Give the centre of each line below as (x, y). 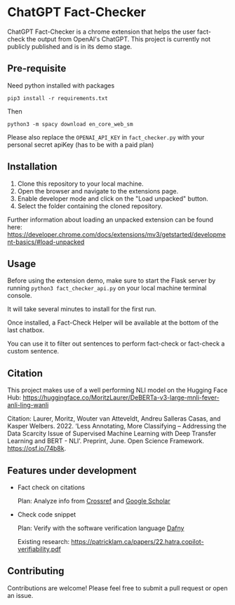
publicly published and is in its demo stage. (70, 46)
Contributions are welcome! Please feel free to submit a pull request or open (117, 588)
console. (20, 296)
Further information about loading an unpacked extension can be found (110, 219)
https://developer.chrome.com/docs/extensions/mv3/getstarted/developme (116, 234)
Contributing (36, 571)
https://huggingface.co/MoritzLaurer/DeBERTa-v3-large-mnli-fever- (121, 397)
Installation (32, 166)
